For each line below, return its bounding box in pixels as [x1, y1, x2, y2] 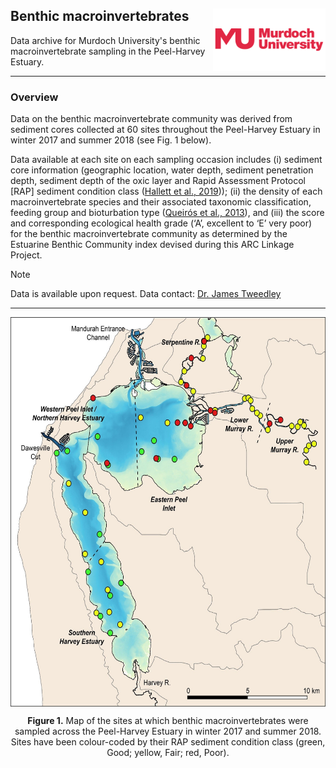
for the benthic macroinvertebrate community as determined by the [10, 228, 288, 240]
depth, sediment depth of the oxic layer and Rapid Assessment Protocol [10, 175, 307, 187]
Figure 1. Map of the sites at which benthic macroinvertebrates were [27, 714, 309, 726]
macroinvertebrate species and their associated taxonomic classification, [10, 196, 312, 208]
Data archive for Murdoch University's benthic [10, 34, 201, 46]
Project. [10, 249, 43, 261]
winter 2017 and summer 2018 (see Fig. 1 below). [10, 134, 212, 146]
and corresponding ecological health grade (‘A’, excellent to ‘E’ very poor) [10, 217, 313, 229]
